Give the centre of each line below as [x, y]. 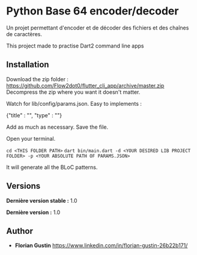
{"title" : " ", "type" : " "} [34, 115]
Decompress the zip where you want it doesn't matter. [73, 92]
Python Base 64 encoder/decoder [92, 11]
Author [20, 231]
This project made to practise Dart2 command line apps [75, 46]
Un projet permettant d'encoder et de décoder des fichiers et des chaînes [98, 28]
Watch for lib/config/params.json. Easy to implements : [74, 103]
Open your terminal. [31, 138]
